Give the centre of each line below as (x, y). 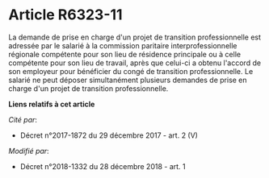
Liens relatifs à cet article (52, 104)
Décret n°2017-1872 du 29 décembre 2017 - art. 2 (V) (109, 135)
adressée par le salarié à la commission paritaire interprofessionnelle (123, 45)
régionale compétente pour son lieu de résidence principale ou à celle (124, 54)
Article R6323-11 (65, 15)
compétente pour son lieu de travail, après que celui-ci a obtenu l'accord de (134, 63)
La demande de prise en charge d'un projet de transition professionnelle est (134, 37)
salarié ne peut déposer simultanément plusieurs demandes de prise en (128, 80)
